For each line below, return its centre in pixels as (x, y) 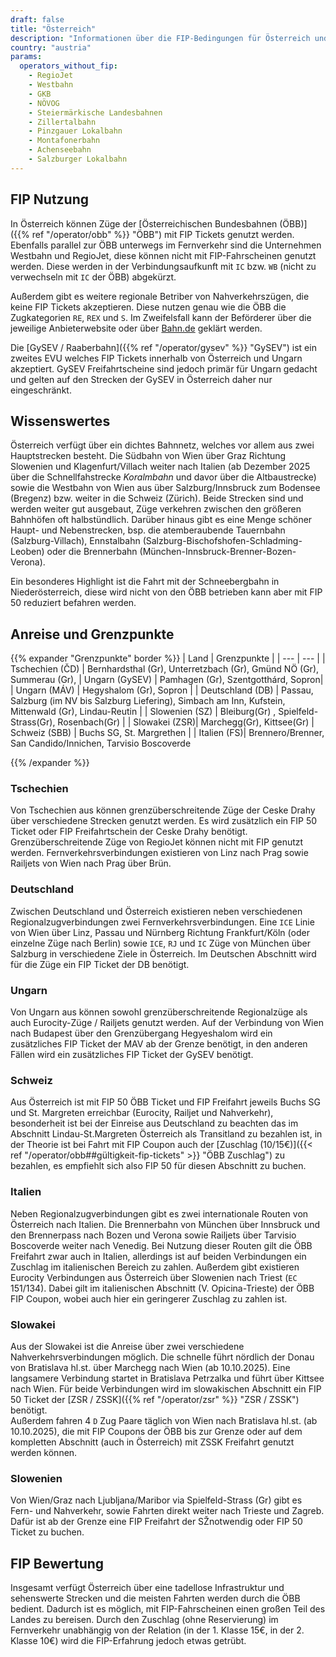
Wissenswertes (60, 421)
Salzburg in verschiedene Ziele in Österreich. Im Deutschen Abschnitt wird (163, 953)
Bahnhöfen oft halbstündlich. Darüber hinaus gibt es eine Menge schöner (161, 520)
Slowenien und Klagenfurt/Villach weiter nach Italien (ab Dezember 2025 (160, 467)
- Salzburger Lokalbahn (78, 159)
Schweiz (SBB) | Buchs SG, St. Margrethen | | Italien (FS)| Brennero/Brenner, (167, 733)
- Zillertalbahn (62, 122)
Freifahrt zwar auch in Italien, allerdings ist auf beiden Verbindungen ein (158, 1256)
